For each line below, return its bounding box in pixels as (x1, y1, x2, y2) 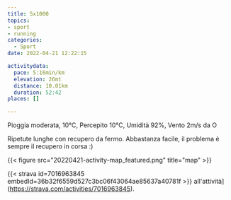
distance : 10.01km (13, 82, 69, 89)
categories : (7, 37, 43, 44)
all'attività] (193, 177, 225, 186)
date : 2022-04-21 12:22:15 (7, 50, 87, 57)
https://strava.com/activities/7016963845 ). (9, 184, 135, 193)
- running (7, 30, 37, 37)
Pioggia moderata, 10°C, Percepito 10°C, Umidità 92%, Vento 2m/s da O (7, 121, 218, 129)
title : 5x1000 (7, 10, 50, 18)
